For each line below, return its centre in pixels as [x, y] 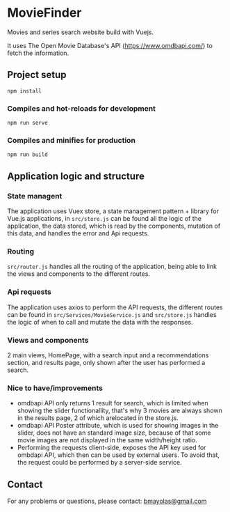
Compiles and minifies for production [71, 140]
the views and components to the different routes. [79, 274]
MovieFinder [44, 13]
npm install [24, 91]
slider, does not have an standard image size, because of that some [114, 433]
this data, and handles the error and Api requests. [78, 233]
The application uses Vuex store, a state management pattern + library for [113, 211]
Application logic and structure [76, 176]
